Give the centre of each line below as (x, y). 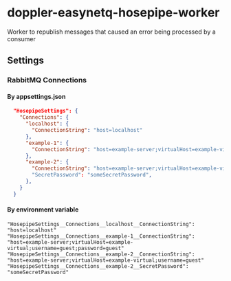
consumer (22, 38)
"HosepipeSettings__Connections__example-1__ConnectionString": (101, 236)
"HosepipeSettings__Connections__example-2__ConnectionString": (101, 254)
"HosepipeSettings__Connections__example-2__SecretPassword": (98, 266)
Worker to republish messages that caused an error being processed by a (112, 32)
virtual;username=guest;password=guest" (66, 248)
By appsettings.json (36, 96)
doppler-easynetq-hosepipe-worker (113, 13)
